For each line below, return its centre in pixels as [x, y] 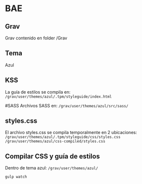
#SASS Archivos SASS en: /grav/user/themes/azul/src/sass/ [67, 105]
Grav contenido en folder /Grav [36, 38]
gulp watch [16, 177]
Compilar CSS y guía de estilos [53, 156]
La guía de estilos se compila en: [38, 92]
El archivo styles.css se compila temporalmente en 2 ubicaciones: [71, 133]
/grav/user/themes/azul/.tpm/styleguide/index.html [58, 97]
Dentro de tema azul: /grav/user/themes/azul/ [52, 168]
